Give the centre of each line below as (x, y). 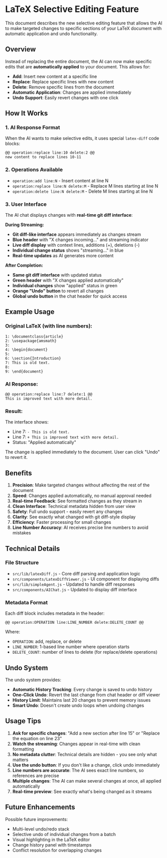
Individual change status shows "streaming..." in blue (68, 250)
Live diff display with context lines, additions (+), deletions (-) (76, 245)
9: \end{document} (24, 371)
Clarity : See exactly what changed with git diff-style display (74, 517)
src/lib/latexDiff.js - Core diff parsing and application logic (76, 573)
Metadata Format (27, 602)
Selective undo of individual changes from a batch (64, 834)
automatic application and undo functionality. (52, 33)
